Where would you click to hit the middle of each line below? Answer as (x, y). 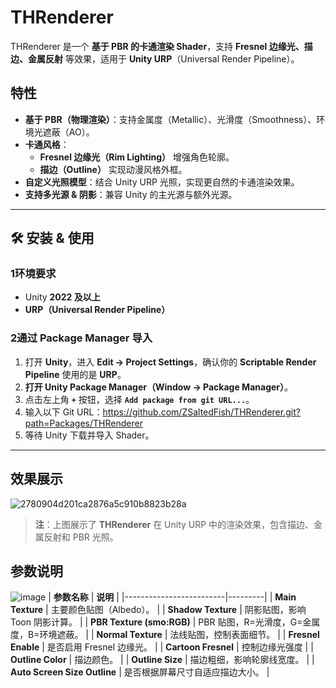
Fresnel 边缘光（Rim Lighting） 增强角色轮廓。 (137, 157)
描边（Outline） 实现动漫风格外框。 (113, 169)
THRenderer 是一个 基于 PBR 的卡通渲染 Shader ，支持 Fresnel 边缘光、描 (161, 46)
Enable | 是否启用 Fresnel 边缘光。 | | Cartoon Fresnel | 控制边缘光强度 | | (162, 647)
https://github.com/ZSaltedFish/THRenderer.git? (201, 412)
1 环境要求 (33, 274)
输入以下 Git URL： (63, 412)
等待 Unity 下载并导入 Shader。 (89, 435)
